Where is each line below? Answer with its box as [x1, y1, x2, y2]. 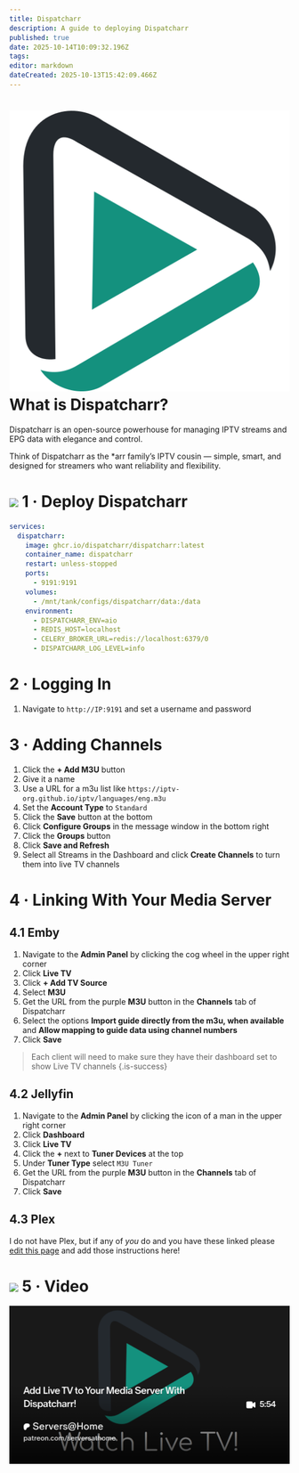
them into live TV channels [21, 859, 120, 869]
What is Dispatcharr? [9, 395, 169, 415]
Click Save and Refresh [21, 840, 109, 850]
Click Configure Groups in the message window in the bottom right [21, 820, 270, 832]
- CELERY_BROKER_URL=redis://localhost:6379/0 [32, 635, 209, 644]
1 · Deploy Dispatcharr [21, 492, 189, 511]
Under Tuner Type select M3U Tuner [21, 1158, 153, 1168]
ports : [25, 569, 50, 578]
